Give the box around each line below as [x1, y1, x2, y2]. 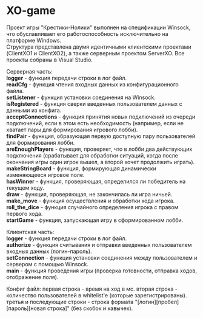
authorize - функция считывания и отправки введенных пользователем [6, 241, 192, 248]
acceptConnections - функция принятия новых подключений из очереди [6, 113, 196, 120]
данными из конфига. [6, 106, 62, 114]
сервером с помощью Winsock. [6, 260, 89, 268]
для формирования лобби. [6, 139, 75, 146]
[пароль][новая [6, 305, 47, 312]
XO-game [6, 4, 56, 18]
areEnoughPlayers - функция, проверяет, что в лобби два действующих [6, 145, 193, 153]
